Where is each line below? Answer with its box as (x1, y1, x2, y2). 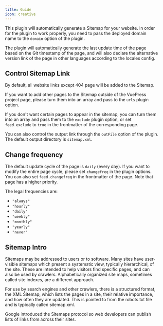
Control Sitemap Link (5, 69, 70, 77)
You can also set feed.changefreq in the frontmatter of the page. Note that (5, 174, 153, 180)
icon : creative (5, 12, 36, 17)
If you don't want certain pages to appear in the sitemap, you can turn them (5, 112, 157, 117)
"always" (12, 199, 30, 204)
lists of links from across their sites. (5, 316, 76, 322)
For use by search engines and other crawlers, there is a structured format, (5, 286, 156, 292)
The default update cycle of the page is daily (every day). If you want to (5, 164, 150, 170)
